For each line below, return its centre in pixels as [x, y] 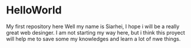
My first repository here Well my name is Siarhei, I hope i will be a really [93, 26]
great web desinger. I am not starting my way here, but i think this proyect [96, 32]
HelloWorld [34, 10]
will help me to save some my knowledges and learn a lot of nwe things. [93, 39]
